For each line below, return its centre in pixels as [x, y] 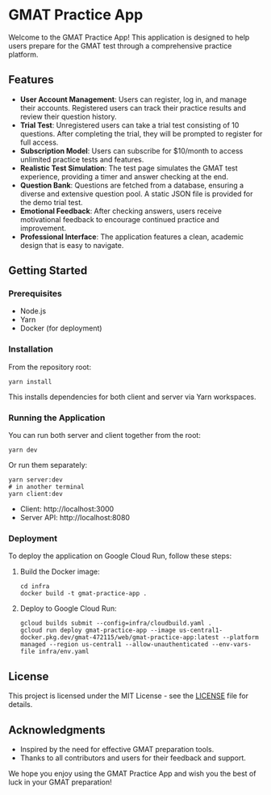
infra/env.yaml [64, 652]
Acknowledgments [57, 730]
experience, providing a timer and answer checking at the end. [124, 176]
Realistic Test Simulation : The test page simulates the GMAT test [129, 168]
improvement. [43, 228]
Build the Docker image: [60, 572]
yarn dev [23, 450]
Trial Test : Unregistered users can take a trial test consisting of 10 [129, 125]
